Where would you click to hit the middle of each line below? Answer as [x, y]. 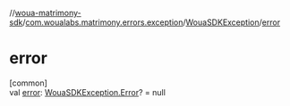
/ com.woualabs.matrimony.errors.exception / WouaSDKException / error [151, 22]
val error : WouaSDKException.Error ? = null [87, 92]
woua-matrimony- [48, 13]
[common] [28, 83]
